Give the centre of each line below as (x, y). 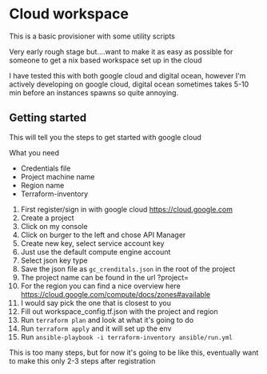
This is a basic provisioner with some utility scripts (92, 36)
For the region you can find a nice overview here (100, 286)
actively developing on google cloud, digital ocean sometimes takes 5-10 (129, 84)
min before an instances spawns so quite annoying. (94, 92)
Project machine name (58, 176)
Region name (42, 185)
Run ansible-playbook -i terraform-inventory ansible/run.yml (127, 336)
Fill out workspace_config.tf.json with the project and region (119, 311)
